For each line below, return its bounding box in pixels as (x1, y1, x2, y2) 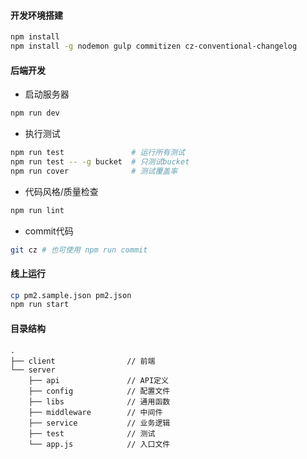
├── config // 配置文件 (28, 386, 171, 396)
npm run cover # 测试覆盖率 (10, 166, 178, 176)
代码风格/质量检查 (24, 185, 99, 197)
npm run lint (10, 205, 65, 215)
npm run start (10, 300, 70, 310)
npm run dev (10, 108, 60, 119)
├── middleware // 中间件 (28, 407, 163, 417)
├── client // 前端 (10, 356, 156, 366)
